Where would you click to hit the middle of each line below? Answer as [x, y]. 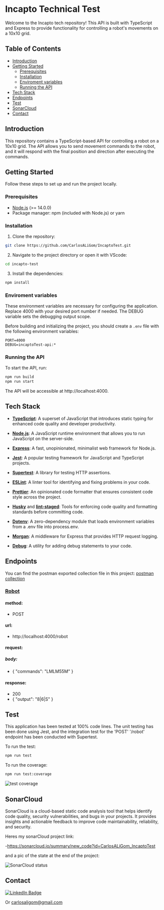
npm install [17, 282]
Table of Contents [33, 49]
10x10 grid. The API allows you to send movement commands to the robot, [81, 146]
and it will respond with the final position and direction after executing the [80, 151]
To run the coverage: [26, 765]
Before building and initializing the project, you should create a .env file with [82, 326]
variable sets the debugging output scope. [48, 316]
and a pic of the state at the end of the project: [52, 856]
